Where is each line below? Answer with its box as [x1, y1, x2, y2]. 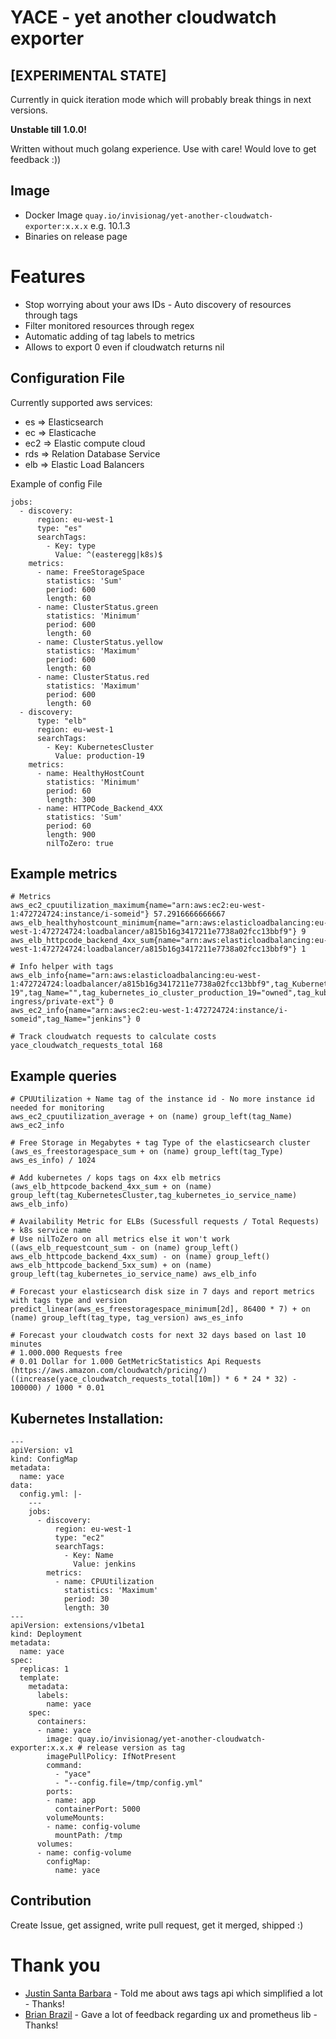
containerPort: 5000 [54, 1804, 141, 1814]
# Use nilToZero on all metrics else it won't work [10, 1234, 230, 1245]
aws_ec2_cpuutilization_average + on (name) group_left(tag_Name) [10, 1112, 293, 1122]
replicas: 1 [19, 1664, 70, 1674]
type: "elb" [36, 716, 87, 726]
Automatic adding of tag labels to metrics [24, 330, 196, 342]
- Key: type [46, 541, 97, 551]
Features [10, 266, 86, 288]
